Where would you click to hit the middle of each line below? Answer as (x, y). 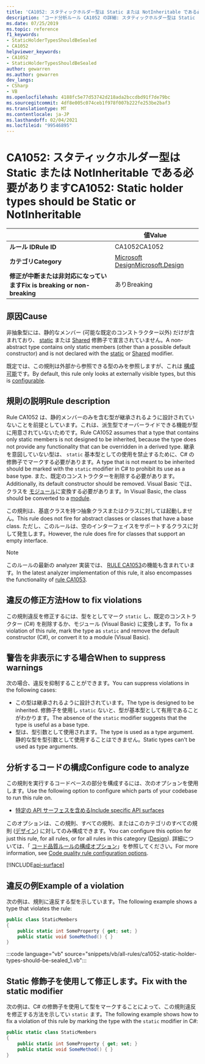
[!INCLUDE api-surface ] (35, 865)
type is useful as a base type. (52, 725)
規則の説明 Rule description (58, 401)
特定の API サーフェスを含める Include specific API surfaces (90, 810)
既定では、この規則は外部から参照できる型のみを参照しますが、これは (95, 366)
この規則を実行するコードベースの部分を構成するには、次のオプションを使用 (103, 783)
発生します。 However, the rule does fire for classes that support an (101, 534)
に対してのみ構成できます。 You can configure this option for (116, 831)
